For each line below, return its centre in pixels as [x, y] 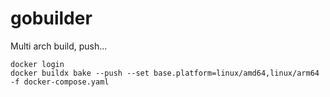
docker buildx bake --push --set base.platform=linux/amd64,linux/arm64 [165, 73]
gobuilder [51, 18]
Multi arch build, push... [59, 46]
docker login [37, 64]
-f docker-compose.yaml [60, 82]
